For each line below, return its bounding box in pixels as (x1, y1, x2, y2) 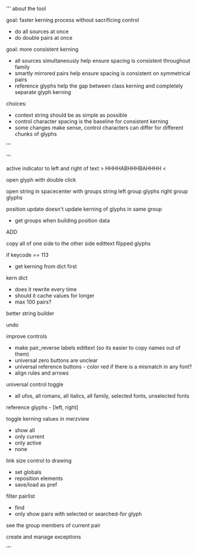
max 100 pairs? (14, 298, 52, 305)
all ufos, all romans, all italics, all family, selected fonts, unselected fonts (14, 392, 190, 399)
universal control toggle (6, 381, 64, 388)
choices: (6, 100, 27, 107)
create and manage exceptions (6, 533, 81, 540)
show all (14, 427, 35, 434)
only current (14, 433, 45, 440)
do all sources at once (14, 28, 69, 35)
